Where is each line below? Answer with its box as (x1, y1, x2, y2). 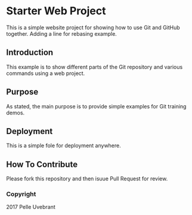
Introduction (6, 48, 54, 58)
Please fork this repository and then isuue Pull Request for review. (6, 175, 168, 182)
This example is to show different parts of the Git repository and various (6, 63, 183, 70)
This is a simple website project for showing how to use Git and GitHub (6, 24, 180, 31)
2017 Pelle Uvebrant (6, 204, 55, 211)
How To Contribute (6, 159, 78, 169)
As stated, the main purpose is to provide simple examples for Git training (6, 102, 187, 110)
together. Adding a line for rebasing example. (6, 30, 117, 37)
